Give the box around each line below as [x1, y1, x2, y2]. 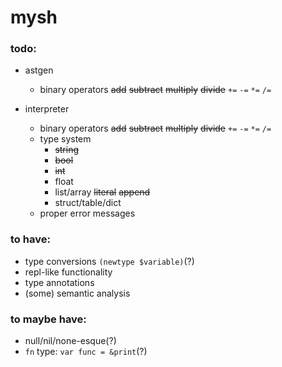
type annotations [24, 276, 95, 288]
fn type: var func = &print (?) [24, 346, 148, 358]
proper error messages [39, 207, 136, 220]
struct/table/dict [54, 197, 122, 209]
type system [39, 133, 92, 145]
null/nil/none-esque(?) [24, 335, 117, 347]
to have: [10, 232, 51, 246]
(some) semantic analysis [24, 287, 131, 299]
